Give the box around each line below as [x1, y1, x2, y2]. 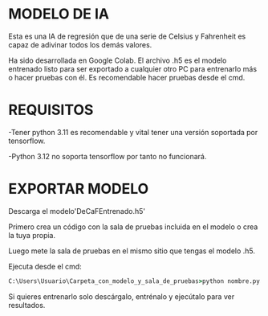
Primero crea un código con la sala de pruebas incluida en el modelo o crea [8, 222, 258, 232]
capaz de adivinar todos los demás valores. [8, 39, 152, 49]
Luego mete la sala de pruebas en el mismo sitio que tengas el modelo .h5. [8, 246, 255, 256]
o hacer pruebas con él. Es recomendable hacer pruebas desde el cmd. [8, 72, 246, 82]
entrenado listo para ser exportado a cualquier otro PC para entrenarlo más [8, 64, 258, 73]
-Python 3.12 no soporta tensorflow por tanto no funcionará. [8, 151, 207, 161]
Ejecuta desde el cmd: [8, 261, 82, 271]
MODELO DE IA [8, 5, 110, 23]
